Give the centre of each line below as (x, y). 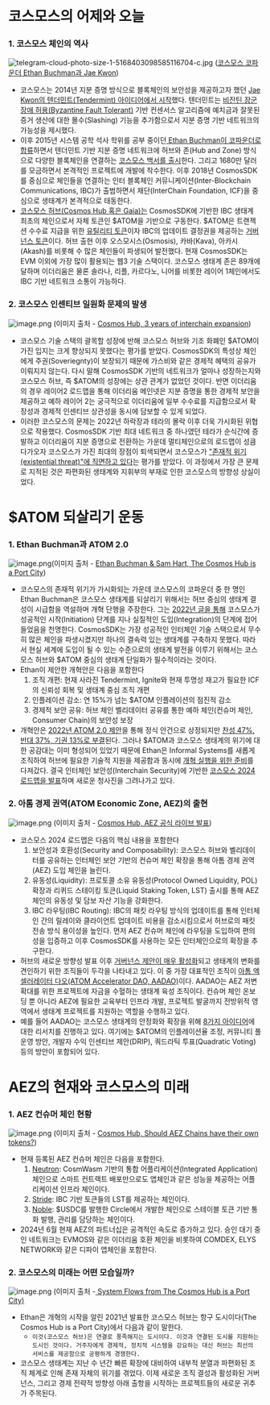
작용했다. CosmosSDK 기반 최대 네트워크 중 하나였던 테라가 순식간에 (143, 431)
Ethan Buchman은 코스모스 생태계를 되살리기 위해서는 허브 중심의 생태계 (134, 599)
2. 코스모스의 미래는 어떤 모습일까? (72, 1272)
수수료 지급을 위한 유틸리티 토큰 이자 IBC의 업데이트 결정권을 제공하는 (136, 231)
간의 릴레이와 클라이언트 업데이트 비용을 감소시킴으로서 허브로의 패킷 (148, 921)
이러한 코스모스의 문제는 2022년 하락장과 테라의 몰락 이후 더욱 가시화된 (131, 421)
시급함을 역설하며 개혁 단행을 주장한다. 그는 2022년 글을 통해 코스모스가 (147, 609)
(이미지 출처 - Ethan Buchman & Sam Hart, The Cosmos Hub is (153, 563)
